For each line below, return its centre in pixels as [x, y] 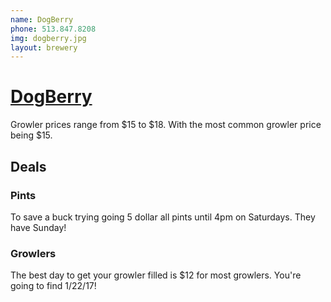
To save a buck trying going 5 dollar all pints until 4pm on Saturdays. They [163, 217]
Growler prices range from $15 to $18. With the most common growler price [166, 125]
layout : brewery [44, 47]
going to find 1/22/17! [53, 286]
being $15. [31, 135]
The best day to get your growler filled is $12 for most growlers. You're [156, 275]
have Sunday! [38, 227]
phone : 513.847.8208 [53, 29]
